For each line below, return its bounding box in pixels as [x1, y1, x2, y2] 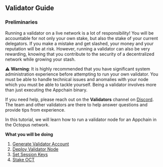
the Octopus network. [5, 122, 50, 127]
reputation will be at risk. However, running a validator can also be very [5, 45, 150, 51]
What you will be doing [5, 131, 54, 137]
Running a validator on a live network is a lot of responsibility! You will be [5, 30, 154, 36]
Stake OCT [12, 157, 35, 163]
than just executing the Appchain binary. [5, 86, 88, 93]
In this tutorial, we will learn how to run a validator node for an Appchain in [5, 116, 157, 123]
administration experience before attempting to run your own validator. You [5, 71, 159, 77]
